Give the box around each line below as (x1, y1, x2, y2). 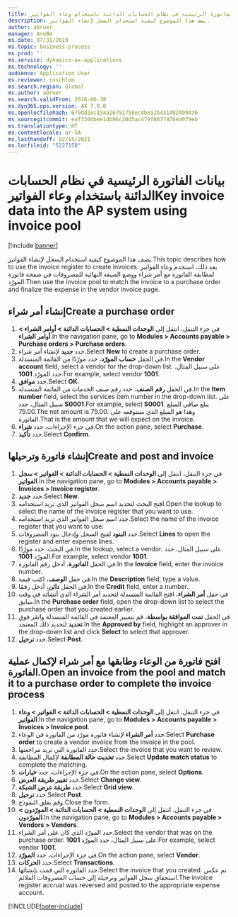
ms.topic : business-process (8, 43, 91, 50)
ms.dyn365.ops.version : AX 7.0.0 (8, 103, 107, 110)
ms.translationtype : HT (8, 122, 78, 130)
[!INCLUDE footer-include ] (8, 901, 83, 911)
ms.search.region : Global (8, 83, 84, 90)
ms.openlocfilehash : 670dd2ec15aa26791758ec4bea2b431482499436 (8, 109, 198, 116)
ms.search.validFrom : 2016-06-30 (8, 96, 107, 103)
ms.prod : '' (8, 50, 43, 57)
